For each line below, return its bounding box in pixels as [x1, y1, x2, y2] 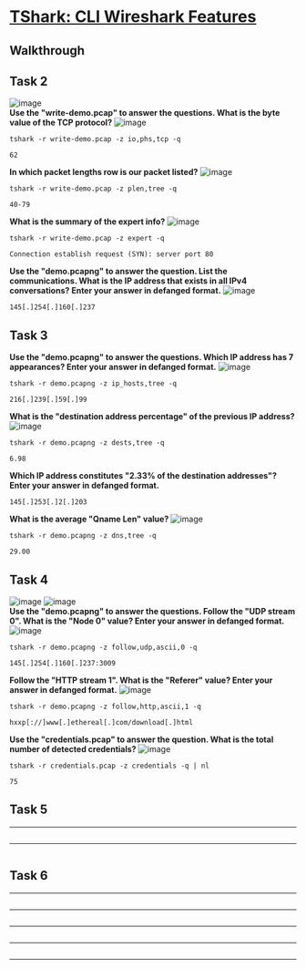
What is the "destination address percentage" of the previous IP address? [9, 411, 295, 422]
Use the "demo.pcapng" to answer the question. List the [9, 266, 228, 277]
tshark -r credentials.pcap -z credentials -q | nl [9, 761, 209, 771]
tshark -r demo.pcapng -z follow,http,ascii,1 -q [9, 702, 202, 712]
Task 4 [9, 572, 48, 587]
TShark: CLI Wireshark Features [9, 6, 257, 27]
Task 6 [9, 868, 48, 883]
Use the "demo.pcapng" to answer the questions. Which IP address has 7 [9, 352, 294, 363]
